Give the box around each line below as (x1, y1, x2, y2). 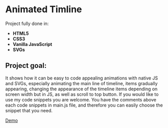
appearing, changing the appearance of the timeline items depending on (5, 86, 158, 92)
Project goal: (5, 61, 47, 70)
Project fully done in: (5, 20, 49, 27)
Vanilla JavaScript (12, 41, 53, 47)
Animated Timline (5, 4, 82, 15)
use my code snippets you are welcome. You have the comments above (5, 96, 157, 103)
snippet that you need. (5, 107, 53, 113)
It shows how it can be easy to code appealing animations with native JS (5, 75, 158, 81)
